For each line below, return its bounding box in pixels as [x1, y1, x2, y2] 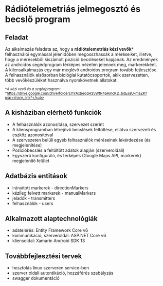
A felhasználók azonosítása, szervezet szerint [12, 121, 104, 127]
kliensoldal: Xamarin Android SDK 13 [12, 238, 85, 244]
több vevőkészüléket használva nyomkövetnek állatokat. [5, 77, 118, 83]
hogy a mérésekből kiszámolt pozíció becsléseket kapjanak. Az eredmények [5, 57, 158, 62]
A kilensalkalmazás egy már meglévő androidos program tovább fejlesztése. [5, 67, 158, 73]
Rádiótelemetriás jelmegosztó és [5, 3, 141, 15]
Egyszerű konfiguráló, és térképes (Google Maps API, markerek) [12, 152, 142, 158]
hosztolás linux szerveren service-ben [12, 265, 89, 271]
